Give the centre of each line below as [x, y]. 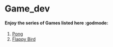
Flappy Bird [24, 39]
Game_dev [27, 9]
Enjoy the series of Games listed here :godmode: [56, 22]
